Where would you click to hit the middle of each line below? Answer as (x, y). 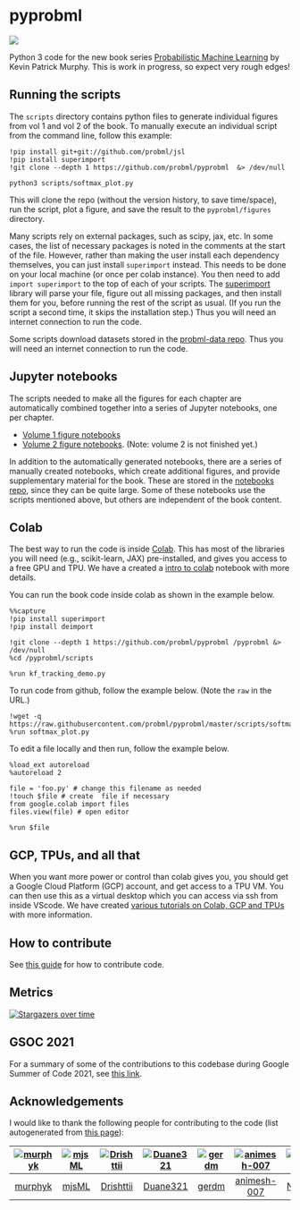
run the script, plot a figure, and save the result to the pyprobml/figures (140, 209)
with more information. (51, 915)
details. (23, 577)
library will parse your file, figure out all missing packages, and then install (146, 293)
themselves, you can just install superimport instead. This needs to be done (148, 264)
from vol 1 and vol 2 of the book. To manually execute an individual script (143, 125)
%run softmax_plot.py (50, 732)
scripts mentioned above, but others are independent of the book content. (146, 499)
